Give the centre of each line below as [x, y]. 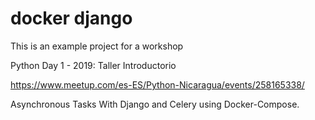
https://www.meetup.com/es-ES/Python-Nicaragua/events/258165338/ [157, 84]
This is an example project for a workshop [97, 46]
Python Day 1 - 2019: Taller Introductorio [93, 65]
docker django [71, 18]
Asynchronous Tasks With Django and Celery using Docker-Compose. [155, 104]
